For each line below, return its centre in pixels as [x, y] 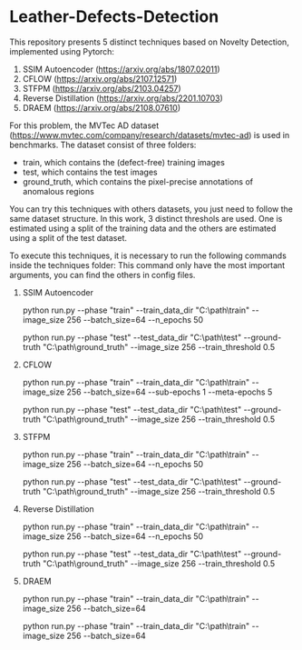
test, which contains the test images [90, 172]
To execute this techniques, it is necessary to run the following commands [148, 255]
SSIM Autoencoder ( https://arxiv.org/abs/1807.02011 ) [121, 69]
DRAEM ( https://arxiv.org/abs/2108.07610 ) [102, 107]
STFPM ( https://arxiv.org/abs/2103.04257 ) [102, 88]
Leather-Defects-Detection [114, 17]
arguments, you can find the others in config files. [102, 275]
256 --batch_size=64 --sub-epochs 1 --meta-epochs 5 [170, 392]
